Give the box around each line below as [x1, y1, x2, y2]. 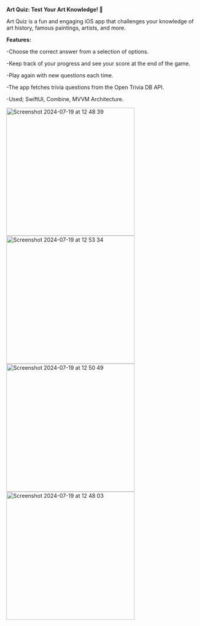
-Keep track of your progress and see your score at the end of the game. [6, 60, 191, 67]
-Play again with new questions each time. [6, 72, 113, 79]
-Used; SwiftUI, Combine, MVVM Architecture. [6, 96, 124, 102]
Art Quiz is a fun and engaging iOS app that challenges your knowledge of [6, 18, 194, 25]
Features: [6, 36, 32, 43]
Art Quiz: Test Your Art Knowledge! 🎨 [6, 6, 103, 13]
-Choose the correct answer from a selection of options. [6, 48, 149, 55]
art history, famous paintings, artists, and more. [6, 25, 126, 31]
